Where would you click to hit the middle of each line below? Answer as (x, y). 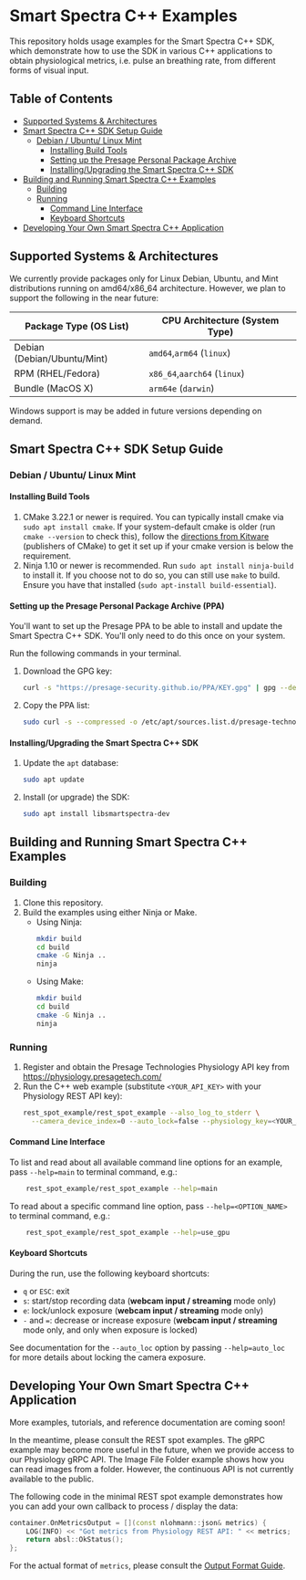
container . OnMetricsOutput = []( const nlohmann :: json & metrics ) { (138, 1522)
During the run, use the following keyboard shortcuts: (110, 1273)
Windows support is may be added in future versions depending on (136, 411)
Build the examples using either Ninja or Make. (110, 912)
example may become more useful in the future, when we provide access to (152, 1449)
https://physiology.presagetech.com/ (92, 1076)
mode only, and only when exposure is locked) (110, 1330)
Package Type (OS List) (77, 326)
